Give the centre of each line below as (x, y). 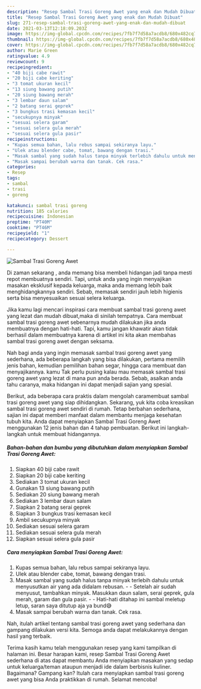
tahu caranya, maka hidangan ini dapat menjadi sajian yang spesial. (89, 384)
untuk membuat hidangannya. (64, 434)
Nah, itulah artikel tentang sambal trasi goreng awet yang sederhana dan (96, 623)
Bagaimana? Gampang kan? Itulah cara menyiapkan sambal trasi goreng (95, 673)
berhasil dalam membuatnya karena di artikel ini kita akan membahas (92, 335)
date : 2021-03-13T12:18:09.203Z (47, 28)
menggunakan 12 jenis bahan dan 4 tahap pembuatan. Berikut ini (86, 428)
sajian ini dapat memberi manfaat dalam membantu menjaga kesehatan (94, 415)
